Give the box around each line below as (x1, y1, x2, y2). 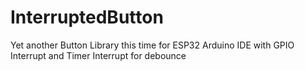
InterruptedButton (10, 6, 164, 29)
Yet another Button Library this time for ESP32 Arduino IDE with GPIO (10, 39, 295, 51)
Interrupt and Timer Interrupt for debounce (10, 49, 187, 61)
